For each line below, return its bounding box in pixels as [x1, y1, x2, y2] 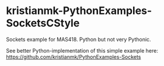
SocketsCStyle [6, 16, 80, 30]
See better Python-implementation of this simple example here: [6, 47, 159, 54]
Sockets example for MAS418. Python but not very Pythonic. [6, 36, 151, 43]
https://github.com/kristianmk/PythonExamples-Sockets [6, 53, 141, 60]
